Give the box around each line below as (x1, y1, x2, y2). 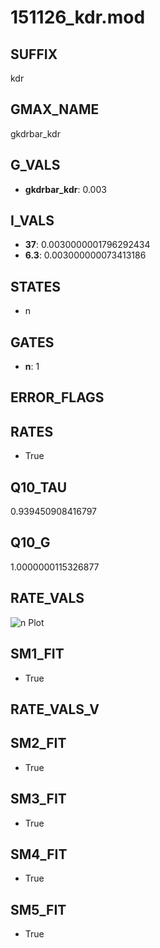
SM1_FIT (10, 646, 65, 663)
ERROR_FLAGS (10, 389, 105, 406)
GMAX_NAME (10, 101, 100, 118)
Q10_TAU (10, 479, 68, 496)
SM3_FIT (10, 791, 67, 808)
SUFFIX (10, 46, 58, 63)
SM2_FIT (10, 735, 67, 752)
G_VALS (10, 157, 61, 174)
